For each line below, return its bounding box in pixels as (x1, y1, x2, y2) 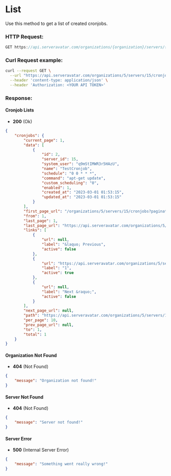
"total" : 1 (23, 332, 47, 337)
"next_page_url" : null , (23, 308, 74, 314)
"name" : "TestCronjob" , (41, 166, 93, 172)
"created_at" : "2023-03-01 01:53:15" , (41, 190, 124, 195)
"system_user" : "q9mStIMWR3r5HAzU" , (41, 161, 120, 166)
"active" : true (41, 270, 74, 275)
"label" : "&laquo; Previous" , (41, 242, 106, 247)
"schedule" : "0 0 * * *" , (41, 171, 97, 176)
